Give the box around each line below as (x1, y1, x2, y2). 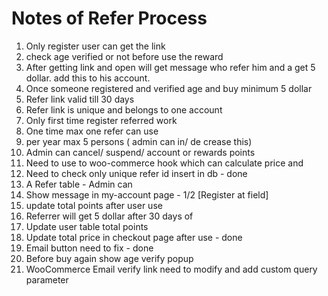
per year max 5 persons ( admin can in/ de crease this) (25, 135, 253, 147)
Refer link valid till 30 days (25, 93, 135, 105)
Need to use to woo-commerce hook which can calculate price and (25, 157, 304, 169)
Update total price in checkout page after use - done (25, 231, 243, 243)
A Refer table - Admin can (25, 178, 133, 190)
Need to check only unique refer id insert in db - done (25, 167, 248, 179)
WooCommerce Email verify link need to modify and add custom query (25, 263, 318, 275)
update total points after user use (25, 199, 163, 211)
